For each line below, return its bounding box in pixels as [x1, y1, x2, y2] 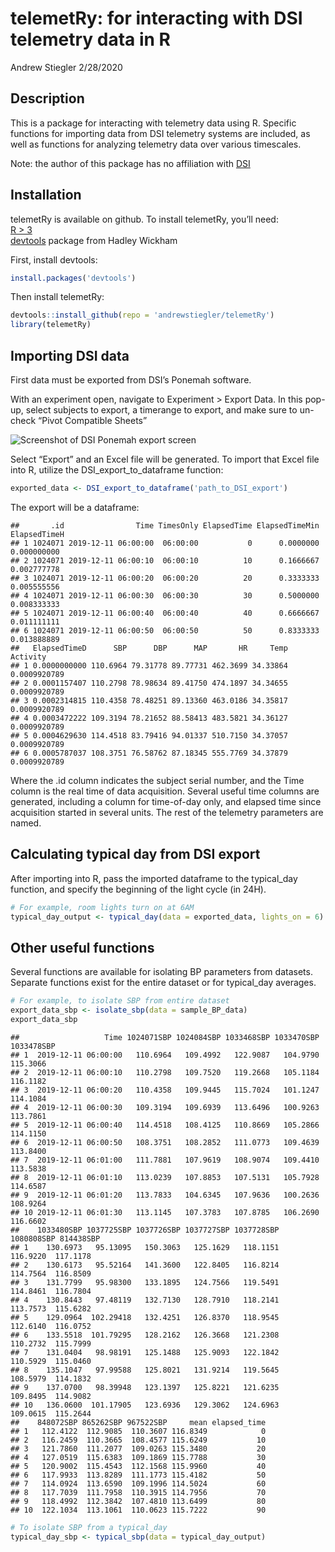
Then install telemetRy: [10, 291, 105, 303]
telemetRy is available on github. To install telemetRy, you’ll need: [10, 213, 279, 225]
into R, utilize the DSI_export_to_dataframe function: [10, 464, 224, 476]
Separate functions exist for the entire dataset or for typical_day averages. [10, 977, 317, 989]
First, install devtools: [10, 253, 98, 266]
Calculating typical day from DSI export [10, 846, 261, 863]
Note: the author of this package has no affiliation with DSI [10, 157, 251, 169]
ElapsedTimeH [10, 529, 65, 539]
